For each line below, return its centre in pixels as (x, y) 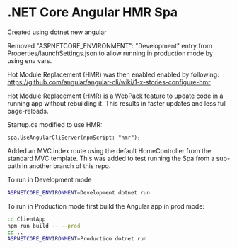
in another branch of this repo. (67, 166)
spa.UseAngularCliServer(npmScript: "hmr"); (74, 138)
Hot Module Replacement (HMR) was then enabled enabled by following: (113, 74)
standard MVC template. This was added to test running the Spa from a (111, 158)
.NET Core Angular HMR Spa (93, 12)
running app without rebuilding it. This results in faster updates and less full (117, 103)
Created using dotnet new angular (57, 32)
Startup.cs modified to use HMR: (55, 124)
